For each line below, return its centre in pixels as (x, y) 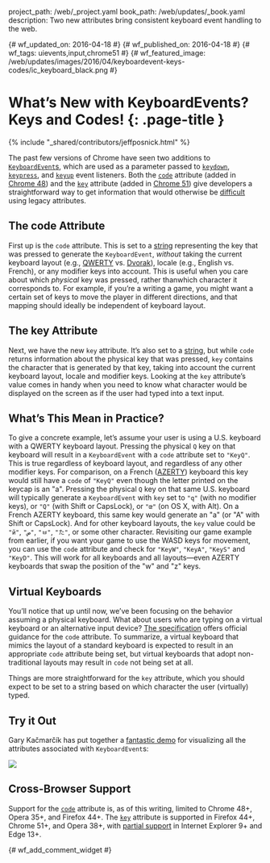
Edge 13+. (25, 834)
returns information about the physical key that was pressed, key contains (131, 359)
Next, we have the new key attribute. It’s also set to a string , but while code (131, 350)
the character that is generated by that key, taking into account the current (132, 367)
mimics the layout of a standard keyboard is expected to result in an (121, 645)
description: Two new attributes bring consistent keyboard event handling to (135, 20)
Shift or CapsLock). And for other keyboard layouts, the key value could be (132, 523)
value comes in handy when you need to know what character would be (128, 384)
